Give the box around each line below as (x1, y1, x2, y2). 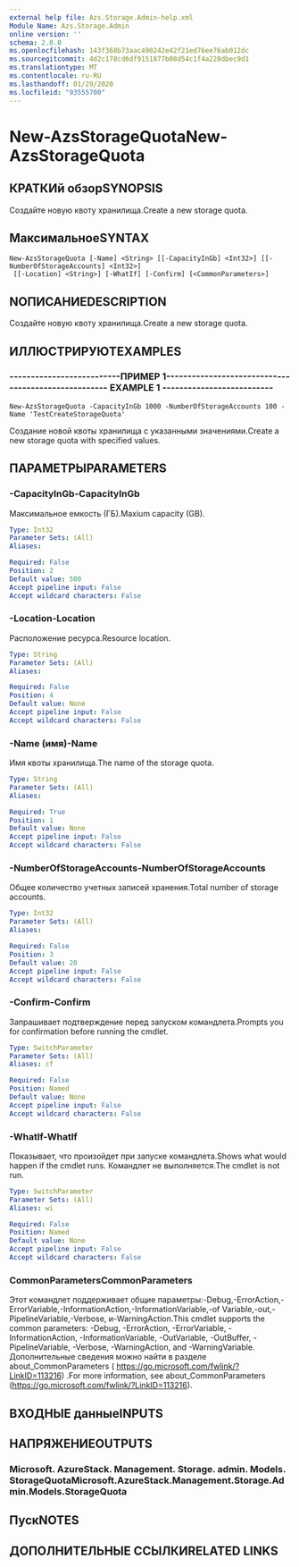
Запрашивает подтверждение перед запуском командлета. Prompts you (9, 1016, 284, 1027)
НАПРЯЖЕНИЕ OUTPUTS (9, 1436, 154, 1452)
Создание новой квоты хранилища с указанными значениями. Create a (9, 425, 279, 436)
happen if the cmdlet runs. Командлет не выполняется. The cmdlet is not (9, 1159, 280, 1171)
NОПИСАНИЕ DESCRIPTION (9, 294, 167, 309)
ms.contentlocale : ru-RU (9, 72, 102, 80)
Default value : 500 (9, 574, 82, 584)
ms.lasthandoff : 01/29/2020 (9, 80, 114, 88)
